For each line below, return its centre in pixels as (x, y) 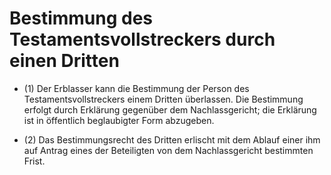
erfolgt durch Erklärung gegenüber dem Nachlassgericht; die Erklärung (170, 109)
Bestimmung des (81, 18)
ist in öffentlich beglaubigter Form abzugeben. (119, 120)
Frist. (34, 161)
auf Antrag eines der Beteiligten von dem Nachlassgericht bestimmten (168, 150)
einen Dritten (64, 61)
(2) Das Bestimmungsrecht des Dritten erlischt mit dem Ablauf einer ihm (172, 139)
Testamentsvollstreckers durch (142, 39)
